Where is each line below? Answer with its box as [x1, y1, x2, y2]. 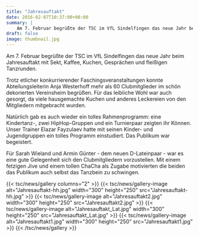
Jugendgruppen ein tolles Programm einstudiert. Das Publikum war [6, 132, 170, 139]
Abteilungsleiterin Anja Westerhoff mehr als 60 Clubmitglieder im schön [6, 83, 181, 89]
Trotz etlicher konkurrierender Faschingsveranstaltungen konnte [6, 76, 163, 84]
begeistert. [6, 139, 33, 145]
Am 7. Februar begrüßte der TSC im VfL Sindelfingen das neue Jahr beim [6, 53, 185, 59]
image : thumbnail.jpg [6, 36, 60, 42]
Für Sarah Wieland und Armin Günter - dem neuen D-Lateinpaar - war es [6, 150, 184, 157]
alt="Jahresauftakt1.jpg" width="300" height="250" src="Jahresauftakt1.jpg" [6, 218, 193, 225]
